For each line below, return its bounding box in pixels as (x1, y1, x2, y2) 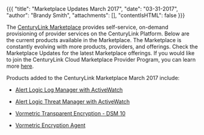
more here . (6, 62, 34, 70)
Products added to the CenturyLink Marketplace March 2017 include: (6, 75, 180, 81)
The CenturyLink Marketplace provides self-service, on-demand (6, 24, 169, 31)
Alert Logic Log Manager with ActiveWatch (15, 86, 123, 93)
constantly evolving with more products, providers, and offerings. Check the (6, 43, 199, 50)
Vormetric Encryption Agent (15, 122, 86, 129)
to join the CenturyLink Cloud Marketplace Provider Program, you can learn (6, 56, 196, 63)
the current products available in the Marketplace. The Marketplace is (6, 37, 182, 43)
